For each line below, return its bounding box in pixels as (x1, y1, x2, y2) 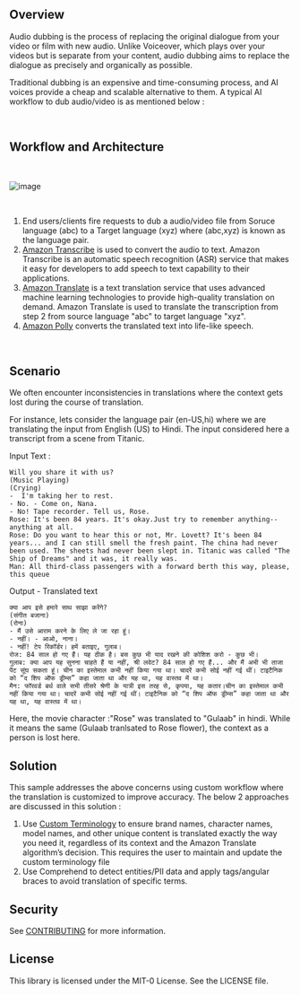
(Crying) (9, 484, 42, 493)
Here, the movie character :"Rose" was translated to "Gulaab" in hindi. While (9, 713, 291, 724)
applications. (21, 273, 70, 284)
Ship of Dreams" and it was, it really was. (9, 554, 178, 563)
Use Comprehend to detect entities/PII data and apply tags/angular (21, 866, 270, 877)
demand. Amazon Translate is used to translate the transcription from (21, 301, 279, 312)
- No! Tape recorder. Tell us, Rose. (9, 507, 150, 517)
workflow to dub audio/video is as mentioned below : (9, 96, 205, 107)
